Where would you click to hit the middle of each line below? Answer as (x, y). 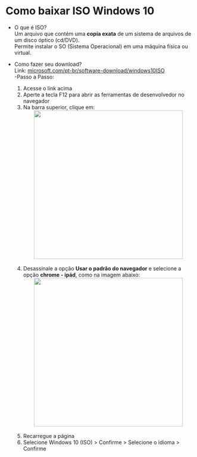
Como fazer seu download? (48, 64)
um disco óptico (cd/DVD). (47, 40)
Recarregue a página (49, 436)
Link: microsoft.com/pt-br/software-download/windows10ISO (89, 70)
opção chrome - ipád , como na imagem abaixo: (82, 275)
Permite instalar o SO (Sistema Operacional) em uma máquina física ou (101, 46)
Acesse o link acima (48, 88)
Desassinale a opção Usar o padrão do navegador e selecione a (102, 268)
